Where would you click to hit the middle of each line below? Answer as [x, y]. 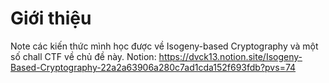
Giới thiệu [51, 18]
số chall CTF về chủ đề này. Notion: [83, 56]
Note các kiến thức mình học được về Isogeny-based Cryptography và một [164, 46]
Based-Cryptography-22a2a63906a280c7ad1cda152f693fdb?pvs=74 [153, 67]
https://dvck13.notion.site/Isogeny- [230, 56]
